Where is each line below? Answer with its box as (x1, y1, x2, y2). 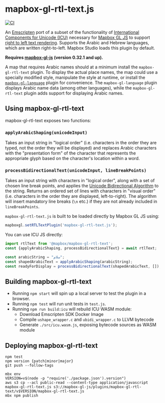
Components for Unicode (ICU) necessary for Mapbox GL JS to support (5, 34, 150, 40)
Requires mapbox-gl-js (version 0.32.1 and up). (5, 54, 103, 60)
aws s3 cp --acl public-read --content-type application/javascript (5, 380, 148, 385)
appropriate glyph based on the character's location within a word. (5, 155, 140, 161)
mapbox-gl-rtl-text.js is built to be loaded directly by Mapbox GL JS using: (5, 213, 160, 219)
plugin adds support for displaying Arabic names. (24, 90, 124, 96)
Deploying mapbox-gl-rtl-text (5, 341, 98, 350)
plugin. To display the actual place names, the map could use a (30, 69, 158, 75)
